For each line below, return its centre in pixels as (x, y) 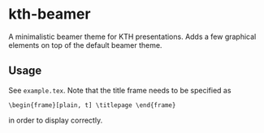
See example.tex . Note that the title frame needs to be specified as (120, 90)
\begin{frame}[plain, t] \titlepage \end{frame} (92, 105)
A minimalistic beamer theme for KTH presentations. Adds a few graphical (132, 36)
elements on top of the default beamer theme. (85, 45)
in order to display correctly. (56, 120)
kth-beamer (50, 14)
